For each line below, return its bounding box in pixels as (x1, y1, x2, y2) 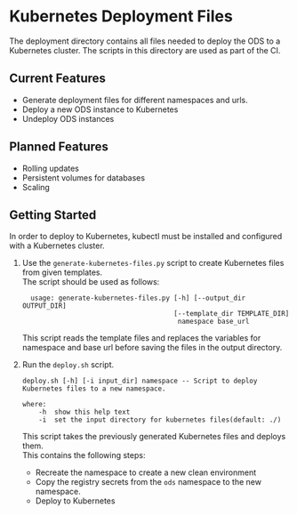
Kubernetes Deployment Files (9, 6, 233, 27)
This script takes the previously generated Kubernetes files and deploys (21, 431, 286, 442)
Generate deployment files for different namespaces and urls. (21, 94, 248, 105)
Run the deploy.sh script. (21, 359, 115, 370)
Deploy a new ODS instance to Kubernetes (21, 104, 179, 115)
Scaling (21, 181, 51, 192)
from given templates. (21, 267, 103, 278)
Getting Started (9, 207, 97, 222)
